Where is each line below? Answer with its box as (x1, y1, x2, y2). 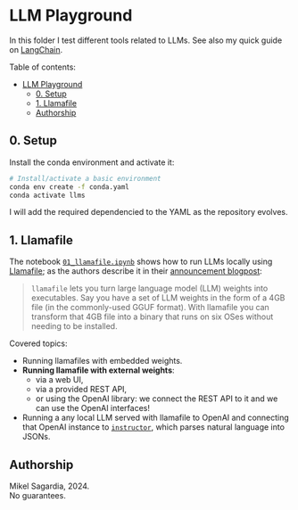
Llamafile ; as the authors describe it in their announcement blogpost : (9, 266, 263, 276)
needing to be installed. (30, 321, 118, 332)
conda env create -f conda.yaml (9, 182, 129, 192)
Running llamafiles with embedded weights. (21, 356, 183, 366)
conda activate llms (9, 191, 87, 200)
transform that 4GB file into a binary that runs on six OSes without (30, 311, 274, 322)
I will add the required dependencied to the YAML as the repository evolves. (9, 207, 288, 218)
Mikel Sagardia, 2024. (9, 481, 90, 491)
